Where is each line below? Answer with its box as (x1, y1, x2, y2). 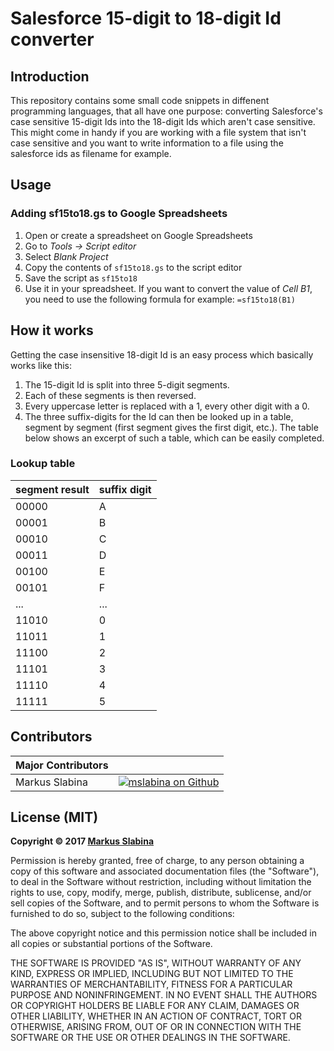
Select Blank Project (24, 250, 109, 262)
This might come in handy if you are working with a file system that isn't (10, 127, 307, 138)
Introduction (10, 68, 90, 85)
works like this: (10, 359, 73, 371)
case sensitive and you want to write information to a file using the (10, 137, 284, 149)
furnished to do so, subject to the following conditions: (10, 908, 235, 920)
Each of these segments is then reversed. (24, 389, 197, 401)
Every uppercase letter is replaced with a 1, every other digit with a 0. (24, 400, 310, 412)
